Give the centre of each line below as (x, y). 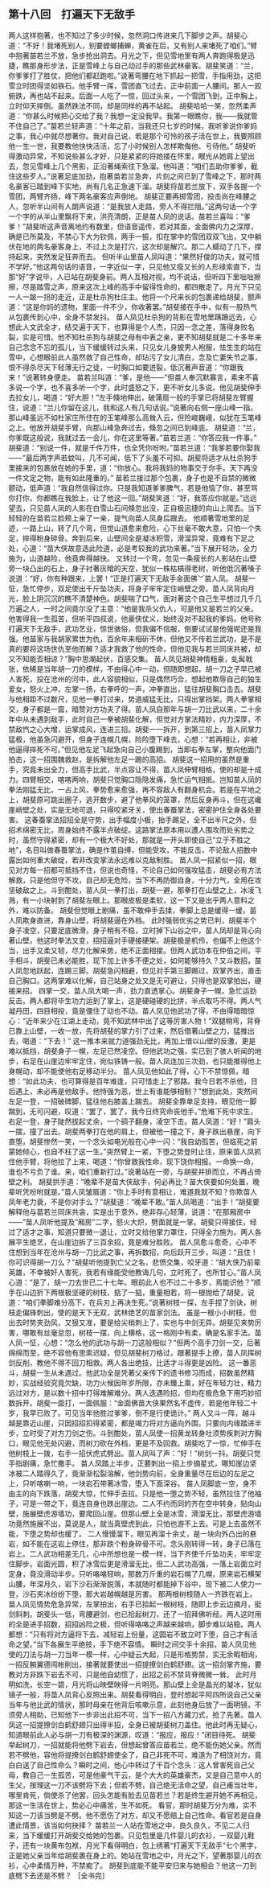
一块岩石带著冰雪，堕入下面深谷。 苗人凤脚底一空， (157, 1483)
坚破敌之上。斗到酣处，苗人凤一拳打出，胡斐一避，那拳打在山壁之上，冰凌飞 (135, 890)
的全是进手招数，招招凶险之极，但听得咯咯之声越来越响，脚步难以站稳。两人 (135, 1624)
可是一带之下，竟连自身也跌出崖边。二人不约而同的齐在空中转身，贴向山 (142, 1503)
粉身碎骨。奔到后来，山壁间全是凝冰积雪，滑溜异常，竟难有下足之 (145, 538)
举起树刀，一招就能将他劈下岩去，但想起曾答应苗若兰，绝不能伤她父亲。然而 (135, 1745)
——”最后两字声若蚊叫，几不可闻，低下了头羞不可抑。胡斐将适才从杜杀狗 (130, 458)
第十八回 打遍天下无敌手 (72, 14)
